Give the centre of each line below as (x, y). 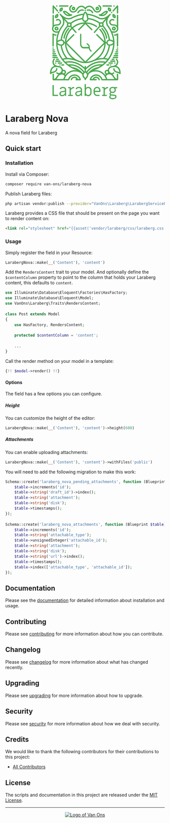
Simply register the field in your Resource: (49, 253)
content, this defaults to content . (39, 283)
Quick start (23, 149)
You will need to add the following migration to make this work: (71, 472)
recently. (14, 667)
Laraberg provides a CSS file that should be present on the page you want (82, 213)
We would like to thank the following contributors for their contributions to (82, 752)
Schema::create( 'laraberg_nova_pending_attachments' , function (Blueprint (86, 482)
